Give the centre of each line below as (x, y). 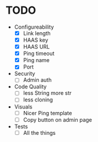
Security (24, 74)
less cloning (38, 100)
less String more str (48, 93)
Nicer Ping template (48, 113)
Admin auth (37, 80)
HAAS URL (36, 47)
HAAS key (36, 40)
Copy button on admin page (57, 119)
